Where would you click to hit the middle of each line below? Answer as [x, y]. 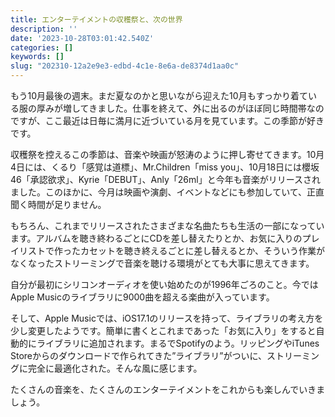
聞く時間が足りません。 [58, 204]
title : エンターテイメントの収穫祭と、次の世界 [96, 19]
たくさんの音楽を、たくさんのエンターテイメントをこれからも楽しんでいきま [168, 389]
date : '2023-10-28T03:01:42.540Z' [82, 38]
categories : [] [42, 47]
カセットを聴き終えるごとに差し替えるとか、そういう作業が [202, 250]
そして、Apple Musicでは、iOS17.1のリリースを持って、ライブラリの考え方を [167, 318]
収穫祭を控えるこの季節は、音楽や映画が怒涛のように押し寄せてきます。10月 [167, 154]
